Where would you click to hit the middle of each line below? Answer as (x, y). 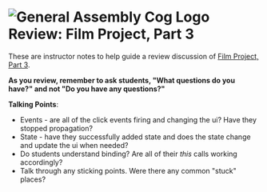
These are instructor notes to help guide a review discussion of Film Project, (133, 56)
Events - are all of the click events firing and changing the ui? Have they (138, 119)
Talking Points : (33, 104)
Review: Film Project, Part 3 (101, 34)
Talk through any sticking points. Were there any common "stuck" (128, 170)
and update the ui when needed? (74, 145)
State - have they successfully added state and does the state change (135, 137)
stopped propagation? (56, 128)
